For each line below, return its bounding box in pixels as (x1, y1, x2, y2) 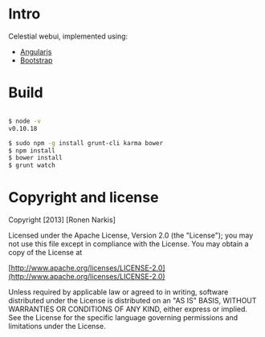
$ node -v (8, 117, 42, 125)
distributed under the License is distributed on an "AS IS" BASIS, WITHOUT (8, 296, 257, 306)
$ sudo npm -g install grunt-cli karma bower (8, 139, 163, 147)
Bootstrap (19, 55, 53, 65)
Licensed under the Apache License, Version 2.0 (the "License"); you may (8, 230, 254, 241)
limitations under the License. (8, 322, 106, 331)
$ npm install (8, 146, 56, 155)
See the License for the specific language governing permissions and (8, 313, 238, 323)
